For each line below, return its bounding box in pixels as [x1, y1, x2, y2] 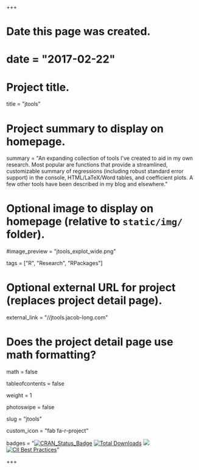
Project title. [6, 80, 70, 94]
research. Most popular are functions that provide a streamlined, [6, 161, 168, 168]
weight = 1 [6, 392, 32, 399]
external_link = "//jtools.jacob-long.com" [6, 314, 108, 321]
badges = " [6, 440, 35, 447]
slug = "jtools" [6, 415, 43, 423]
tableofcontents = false [6, 380, 65, 387]
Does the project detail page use [6, 335, 173, 349]
